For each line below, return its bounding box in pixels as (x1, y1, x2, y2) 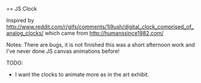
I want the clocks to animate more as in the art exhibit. (14, 71, 149, 78)
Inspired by (6, 17, 34, 23)
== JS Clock (6, 5, 37, 12)
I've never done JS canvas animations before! (6, 48, 120, 55)
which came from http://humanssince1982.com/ (45, 29, 164, 37)
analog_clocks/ (6, 29, 44, 37)
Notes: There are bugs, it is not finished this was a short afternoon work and (6, 41, 196, 48)
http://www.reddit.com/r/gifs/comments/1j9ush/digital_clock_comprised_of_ (6, 23, 194, 30)
